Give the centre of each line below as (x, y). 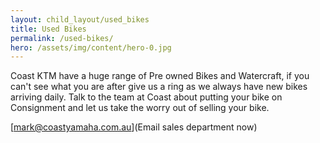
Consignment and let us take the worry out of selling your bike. (140, 108)
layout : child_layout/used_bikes (80, 19)
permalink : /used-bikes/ (62, 38)
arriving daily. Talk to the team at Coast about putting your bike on (146, 97)
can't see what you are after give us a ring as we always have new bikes (159, 87)
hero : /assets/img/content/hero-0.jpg (91, 47)
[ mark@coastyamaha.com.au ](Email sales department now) (134, 127)
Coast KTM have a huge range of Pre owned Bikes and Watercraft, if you (160, 76)
